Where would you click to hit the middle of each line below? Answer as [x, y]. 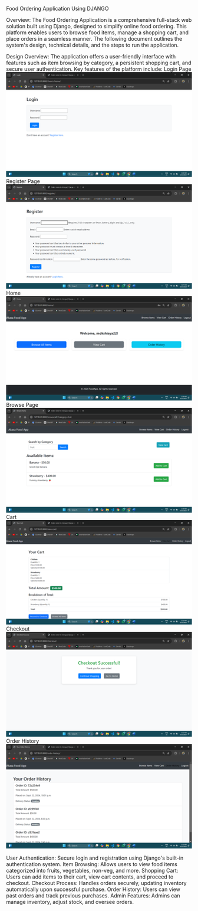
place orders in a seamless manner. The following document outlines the [94, 39]
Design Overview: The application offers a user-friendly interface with [91, 56]
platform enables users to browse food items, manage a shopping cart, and [98, 32]
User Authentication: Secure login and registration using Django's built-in [95, 858]
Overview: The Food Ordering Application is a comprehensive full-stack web [99, 20]
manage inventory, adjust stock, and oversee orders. [70, 902]
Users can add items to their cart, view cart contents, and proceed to [90, 877]
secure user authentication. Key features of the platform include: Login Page [99, 69]
